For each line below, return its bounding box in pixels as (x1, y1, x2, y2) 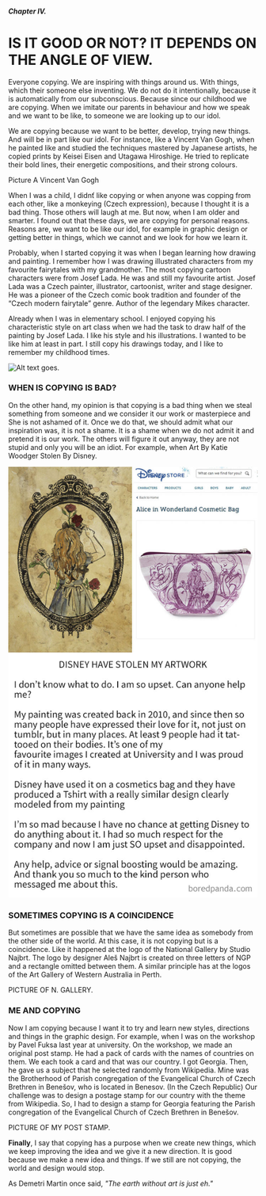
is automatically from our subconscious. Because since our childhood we (8, 93, 247, 103)
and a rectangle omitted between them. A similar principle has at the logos (8, 962, 251, 971)
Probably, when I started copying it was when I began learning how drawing (8, 248, 256, 257)
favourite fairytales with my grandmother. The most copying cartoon (8, 265, 231, 274)
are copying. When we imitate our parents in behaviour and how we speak (8, 102, 251, 112)
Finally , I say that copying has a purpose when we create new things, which (8, 1137, 256, 1148)
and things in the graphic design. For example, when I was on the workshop (8, 1031, 256, 1041)
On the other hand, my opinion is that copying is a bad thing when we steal (8, 400, 253, 409)
